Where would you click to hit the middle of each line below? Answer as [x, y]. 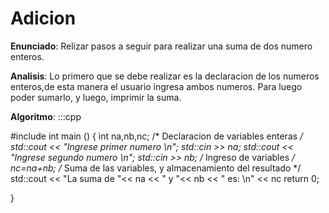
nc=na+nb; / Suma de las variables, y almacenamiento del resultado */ [156, 168]
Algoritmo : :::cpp [46, 116]
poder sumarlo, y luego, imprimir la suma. [96, 97]
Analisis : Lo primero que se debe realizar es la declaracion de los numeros [165, 76]
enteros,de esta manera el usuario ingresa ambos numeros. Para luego [156, 86]
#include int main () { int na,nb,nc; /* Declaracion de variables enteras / [157, 136]
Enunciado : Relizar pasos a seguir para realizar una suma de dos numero [161, 46]
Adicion [43, 18]
